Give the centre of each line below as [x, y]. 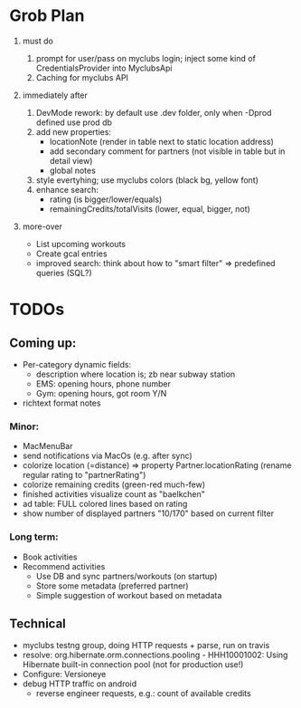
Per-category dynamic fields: [77, 364]
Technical [38, 623]
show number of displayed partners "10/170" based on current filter [148, 513]
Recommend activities [64, 566]
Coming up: [43, 343]
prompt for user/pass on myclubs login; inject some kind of [146, 58]
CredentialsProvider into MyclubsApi [104, 68]
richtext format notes [61, 403]
